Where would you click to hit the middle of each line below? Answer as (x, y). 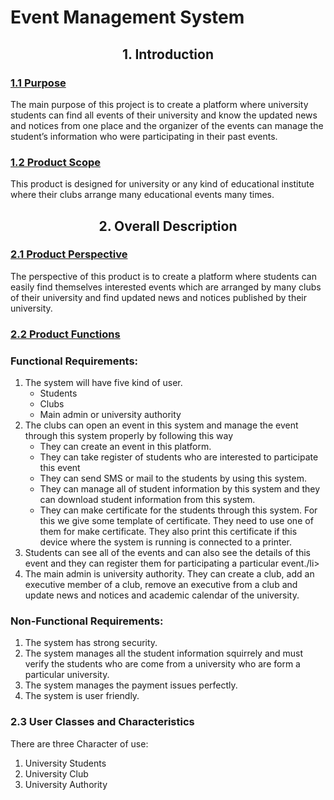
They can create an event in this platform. (125, 447)
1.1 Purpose (38, 83)
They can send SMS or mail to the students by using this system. (173, 478)
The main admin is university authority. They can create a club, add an (169, 574)
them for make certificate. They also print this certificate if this (168, 532)
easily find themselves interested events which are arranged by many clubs (166, 287)
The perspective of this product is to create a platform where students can (163, 276)
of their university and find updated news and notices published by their (158, 297)
